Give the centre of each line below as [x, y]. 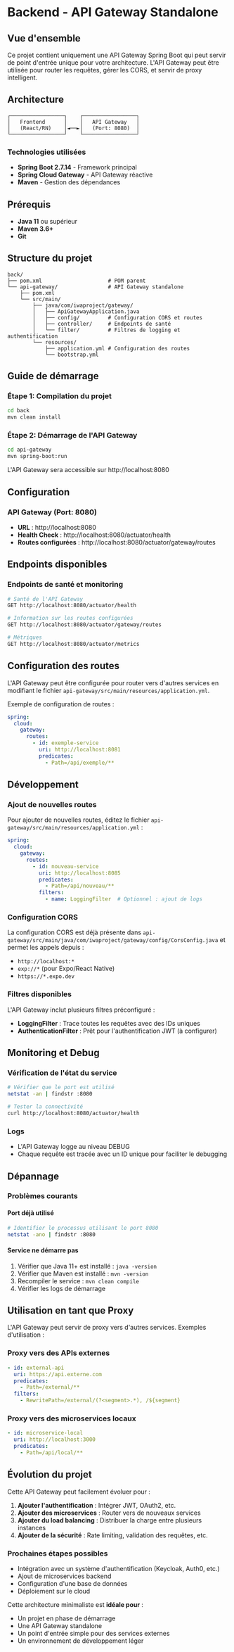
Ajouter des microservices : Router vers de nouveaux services [109, 1513]
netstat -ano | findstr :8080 [52, 1234]
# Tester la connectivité [45, 1107]
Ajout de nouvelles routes [52, 804]
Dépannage [33, 1176]
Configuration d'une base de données [72, 1583]
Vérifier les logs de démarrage [61, 1288]
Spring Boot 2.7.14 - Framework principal [77, 167]
